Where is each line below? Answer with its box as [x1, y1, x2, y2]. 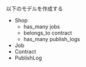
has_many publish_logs [23, 36, 81, 42]
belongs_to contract [23, 29, 72, 36]
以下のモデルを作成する [6, 5, 63, 12]
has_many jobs [23, 23, 60, 30]
